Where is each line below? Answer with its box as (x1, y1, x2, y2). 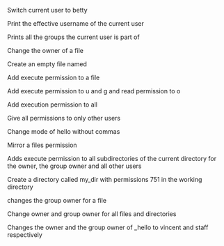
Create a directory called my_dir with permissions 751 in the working (7, 176, 202, 183)
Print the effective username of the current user (7, 20, 145, 27)
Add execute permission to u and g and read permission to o (7, 87, 181, 95)
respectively (7, 231, 43, 239)
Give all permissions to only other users (7, 114, 120, 122)
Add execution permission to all (7, 100, 97, 109)
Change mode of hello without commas (7, 128, 120, 135)
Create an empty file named (7, 60, 87, 68)
